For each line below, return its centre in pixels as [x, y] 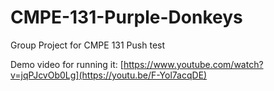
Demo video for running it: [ [67, 64]
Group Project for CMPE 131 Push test [88, 45]
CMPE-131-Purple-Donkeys [126, 17]
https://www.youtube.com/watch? [193, 64]
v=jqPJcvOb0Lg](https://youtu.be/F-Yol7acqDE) [109, 75]
